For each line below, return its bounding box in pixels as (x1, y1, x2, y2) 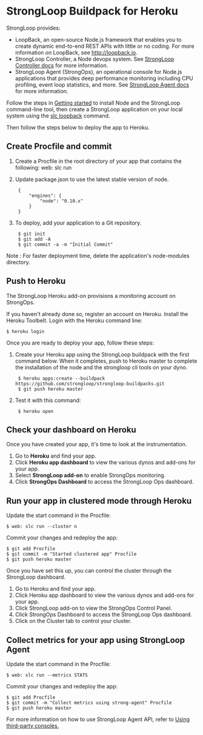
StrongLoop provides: (6, 24, 61, 31)
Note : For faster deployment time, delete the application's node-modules (6, 252, 190, 259)
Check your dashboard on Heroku (6, 424, 136, 435)
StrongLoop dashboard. (6, 573, 65, 581)
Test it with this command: (15, 397, 81, 404)
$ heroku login (6, 328, 45, 334)
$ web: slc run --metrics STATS (6, 672, 88, 678)
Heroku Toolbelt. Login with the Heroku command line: (6, 317, 142, 324)
